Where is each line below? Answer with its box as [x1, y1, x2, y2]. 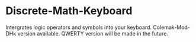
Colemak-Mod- [153, 24, 191, 31]
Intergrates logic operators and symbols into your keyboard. [5, 24, 152, 31]
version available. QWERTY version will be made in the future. [17, 30, 168, 37]
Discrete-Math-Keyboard [5, 4, 133, 18]
